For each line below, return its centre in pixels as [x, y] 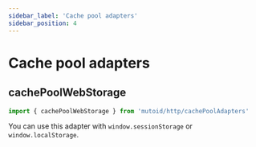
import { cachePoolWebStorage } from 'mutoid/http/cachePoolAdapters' [129, 111]
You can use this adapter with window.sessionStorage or [100, 126]
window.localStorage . [44, 135]
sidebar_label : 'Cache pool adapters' [73, 16]
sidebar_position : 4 [43, 23]
